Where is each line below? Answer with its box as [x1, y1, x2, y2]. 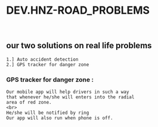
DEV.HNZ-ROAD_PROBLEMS [6, 4, 150, 17]
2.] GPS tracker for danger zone [6, 61, 89, 67]
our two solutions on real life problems [6, 41, 152, 51]
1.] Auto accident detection [6, 56, 79, 63]
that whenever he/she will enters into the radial [6, 94, 135, 100]
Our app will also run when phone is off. [6, 115, 113, 121]
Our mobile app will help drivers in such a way [6, 89, 129, 95]
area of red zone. [6, 100, 52, 106]
